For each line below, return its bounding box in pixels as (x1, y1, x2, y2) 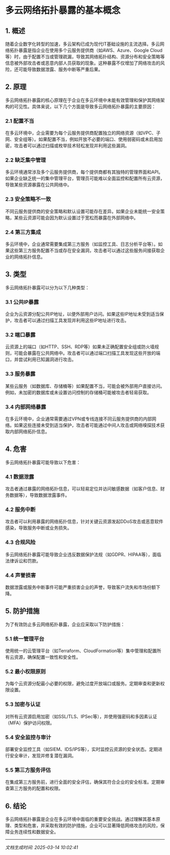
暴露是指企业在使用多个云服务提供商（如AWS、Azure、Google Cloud (18, 47, 163, 53)
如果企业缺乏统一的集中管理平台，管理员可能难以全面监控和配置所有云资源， (5, 175, 165, 181)
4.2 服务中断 (5, 506, 36, 513)
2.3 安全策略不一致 (5, 196, 52, 203)
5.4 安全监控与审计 (5, 734, 52, 741)
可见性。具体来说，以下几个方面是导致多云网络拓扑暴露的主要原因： (14, 103, 156, 109)
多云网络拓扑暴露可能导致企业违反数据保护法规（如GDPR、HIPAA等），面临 (5, 551, 162, 557)
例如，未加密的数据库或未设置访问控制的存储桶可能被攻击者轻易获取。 (5, 389, 152, 395)
